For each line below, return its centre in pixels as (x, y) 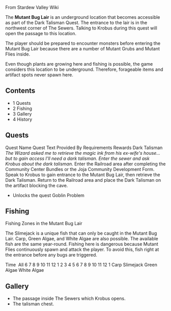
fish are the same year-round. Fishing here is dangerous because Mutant (82, 244)
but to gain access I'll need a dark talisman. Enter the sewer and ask (78, 158)
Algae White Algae (25, 270)
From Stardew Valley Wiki (32, 7)
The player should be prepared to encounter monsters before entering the (83, 43)
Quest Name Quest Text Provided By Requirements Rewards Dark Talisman (84, 148)
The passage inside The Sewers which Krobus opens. (69, 299)
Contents (20, 91)
